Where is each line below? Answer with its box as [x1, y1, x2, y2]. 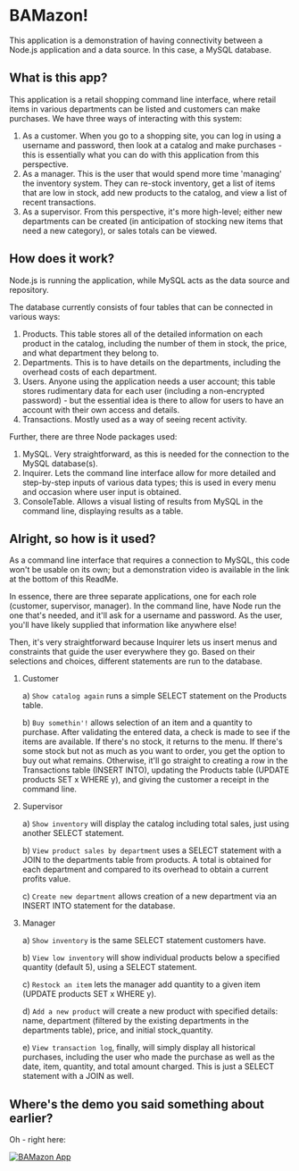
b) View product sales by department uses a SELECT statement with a [21, 845, 282, 856]
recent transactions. [21, 197, 96, 207]
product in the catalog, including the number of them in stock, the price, [21, 338, 287, 348]
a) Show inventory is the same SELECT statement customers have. [21, 935, 267, 946]
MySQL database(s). [21, 457, 98, 469]
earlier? [9, 1110, 54, 1125]
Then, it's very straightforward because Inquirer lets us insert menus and [9, 637, 278, 648]
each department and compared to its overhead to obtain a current [21, 864, 270, 875]
